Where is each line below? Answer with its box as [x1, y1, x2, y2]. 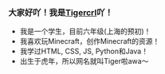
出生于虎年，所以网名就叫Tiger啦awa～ [19, 56, 149, 66]
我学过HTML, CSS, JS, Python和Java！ [19, 46, 149, 56]
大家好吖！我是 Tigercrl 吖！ [8, 6, 113, 18]
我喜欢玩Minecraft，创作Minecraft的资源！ [19, 37, 160, 46]
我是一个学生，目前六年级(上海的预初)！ [19, 26, 151, 37]
